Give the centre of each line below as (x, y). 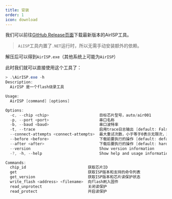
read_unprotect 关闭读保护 (59, 186)
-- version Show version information (82, 149)
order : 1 (15, 15)
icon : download (21, 20)
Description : (19, 82)
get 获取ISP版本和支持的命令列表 (75, 172)
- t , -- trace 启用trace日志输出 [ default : (83, 130)
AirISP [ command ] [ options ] (40, 101)
